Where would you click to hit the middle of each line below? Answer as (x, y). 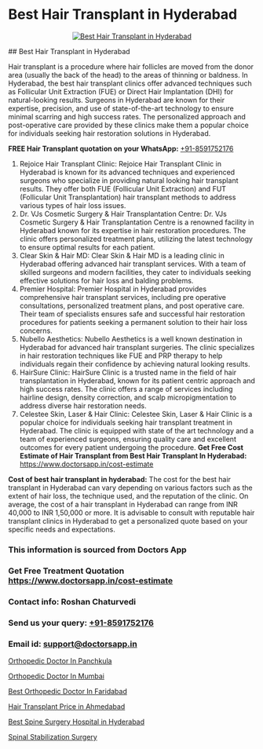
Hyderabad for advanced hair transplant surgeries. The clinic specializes (137, 347)
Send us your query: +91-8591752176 (81, 623)
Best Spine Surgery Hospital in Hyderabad (77, 722)
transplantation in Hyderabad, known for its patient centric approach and (137, 380)
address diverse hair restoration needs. (83, 405)
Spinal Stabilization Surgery (53, 736)
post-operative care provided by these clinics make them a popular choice (128, 125)
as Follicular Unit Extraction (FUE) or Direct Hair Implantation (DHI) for (121, 91)
